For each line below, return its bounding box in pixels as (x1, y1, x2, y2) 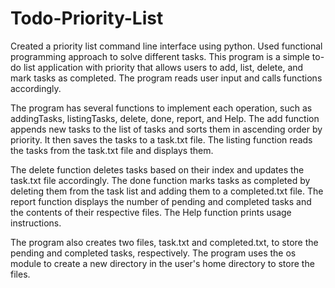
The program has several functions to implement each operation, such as (10, 102, 313, 114)
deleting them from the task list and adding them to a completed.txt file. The (10, 185, 324, 197)
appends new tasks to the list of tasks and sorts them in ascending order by (10, 123, 323, 135)
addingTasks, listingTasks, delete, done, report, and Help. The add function (10, 112, 320, 124)
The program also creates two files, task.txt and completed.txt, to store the (10, 236, 319, 248)
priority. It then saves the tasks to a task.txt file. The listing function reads (10, 133, 313, 146)
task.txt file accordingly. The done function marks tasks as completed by (10, 174, 311, 186)
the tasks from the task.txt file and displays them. (10, 144, 214, 156)
